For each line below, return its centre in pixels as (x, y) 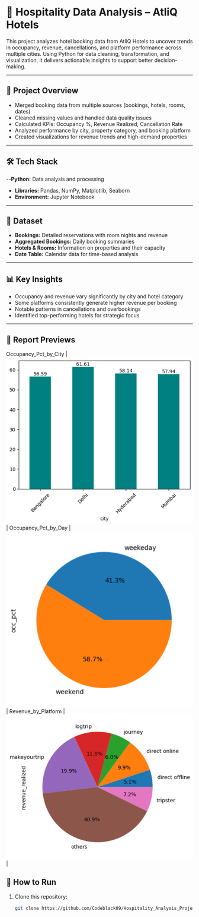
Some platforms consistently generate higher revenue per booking (96, 303)
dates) (23, 111)
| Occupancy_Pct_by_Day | (38, 528)
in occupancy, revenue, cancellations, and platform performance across (94, 48)
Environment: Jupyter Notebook (54, 197)
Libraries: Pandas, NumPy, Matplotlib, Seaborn (72, 190)
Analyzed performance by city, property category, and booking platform (103, 130)
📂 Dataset (25, 221)
